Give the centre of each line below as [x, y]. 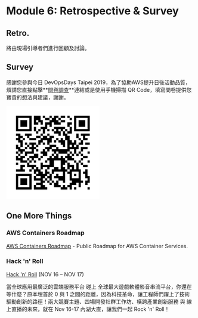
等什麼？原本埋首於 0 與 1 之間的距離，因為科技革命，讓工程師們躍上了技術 [98, 294]
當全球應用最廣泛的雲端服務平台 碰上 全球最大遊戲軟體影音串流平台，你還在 [99, 286]
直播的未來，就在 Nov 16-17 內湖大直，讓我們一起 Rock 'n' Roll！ [90, 309]
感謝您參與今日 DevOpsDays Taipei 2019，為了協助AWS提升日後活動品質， [98, 82]
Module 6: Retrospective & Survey [92, 11]
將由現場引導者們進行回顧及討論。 [48, 48]
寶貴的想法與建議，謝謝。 [38, 97]
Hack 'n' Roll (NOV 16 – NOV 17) [45, 274]
